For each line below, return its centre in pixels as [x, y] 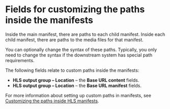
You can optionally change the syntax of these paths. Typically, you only [81, 49]
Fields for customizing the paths [75, 9]
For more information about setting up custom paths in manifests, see [78, 95]
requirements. [20, 60]
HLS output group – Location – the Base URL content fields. [76, 80]
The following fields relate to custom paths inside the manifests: [72, 70]
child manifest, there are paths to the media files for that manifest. [74, 40]
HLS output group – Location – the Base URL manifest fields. [77, 86]
